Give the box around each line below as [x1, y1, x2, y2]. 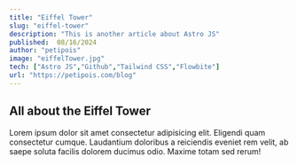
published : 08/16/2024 [9, 37, 98, 47]
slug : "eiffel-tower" [9, 21, 90, 30]
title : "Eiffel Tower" [9, 12, 93, 22]
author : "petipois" [9, 46, 82, 55]
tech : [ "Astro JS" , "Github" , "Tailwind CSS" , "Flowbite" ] [9, 63, 220, 72]
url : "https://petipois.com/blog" [9, 71, 137, 80]
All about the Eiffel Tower [9, 104, 151, 119]
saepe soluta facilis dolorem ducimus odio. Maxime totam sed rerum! [9, 145, 262, 156]
